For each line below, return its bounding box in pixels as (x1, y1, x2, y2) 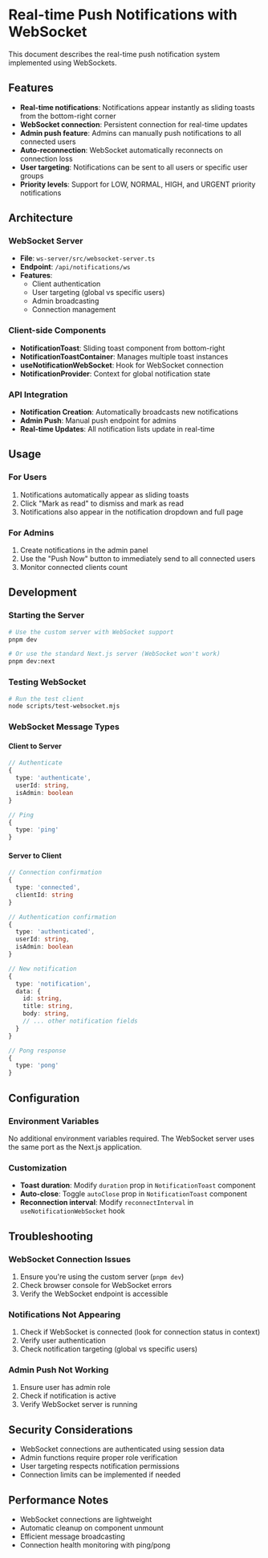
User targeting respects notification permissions (19, 1462, 181, 1471)
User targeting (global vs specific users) (31, 288, 165, 297)
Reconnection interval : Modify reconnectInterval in (19, 1198, 194, 1207)
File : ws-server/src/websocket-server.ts (19, 253, 156, 263)
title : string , (22, 1002, 74, 1011)
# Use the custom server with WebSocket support (8, 628, 174, 636)
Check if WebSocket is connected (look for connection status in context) (19, 1327, 261, 1337)
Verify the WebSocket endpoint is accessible (19, 1289, 169, 1298)
